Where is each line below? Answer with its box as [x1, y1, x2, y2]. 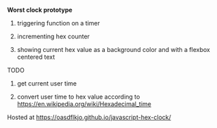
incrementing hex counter [16, 32, 90, 40]
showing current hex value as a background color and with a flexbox [16, 46, 210, 53]
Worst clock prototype [7, 6, 73, 14]
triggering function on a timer [16, 19, 101, 27]
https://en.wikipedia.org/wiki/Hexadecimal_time [16, 100, 152, 108]
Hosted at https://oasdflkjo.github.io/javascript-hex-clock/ [7, 113, 171, 121]
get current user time [16, 79, 77, 88]
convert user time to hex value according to [16, 92, 140, 101]
